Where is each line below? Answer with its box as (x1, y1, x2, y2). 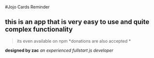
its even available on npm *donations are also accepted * (16, 38, 131, 44)
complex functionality (5, 25, 73, 34)
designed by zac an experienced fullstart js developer (5, 47, 114, 53)
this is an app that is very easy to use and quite (5, 18, 150, 26)
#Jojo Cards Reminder (5, 4, 50, 10)
